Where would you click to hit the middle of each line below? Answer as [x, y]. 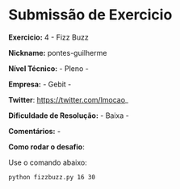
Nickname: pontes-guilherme [58, 52]
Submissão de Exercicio [90, 15]
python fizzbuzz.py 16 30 [52, 177]
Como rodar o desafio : [46, 146]
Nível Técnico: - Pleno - [48, 68]
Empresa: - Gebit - [40, 84]
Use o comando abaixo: [48, 162]
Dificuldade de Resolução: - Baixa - [69, 115]
